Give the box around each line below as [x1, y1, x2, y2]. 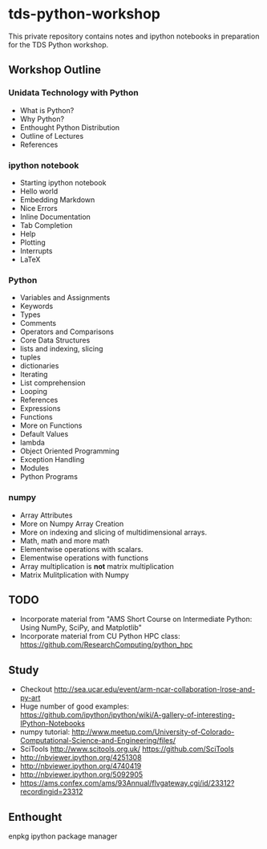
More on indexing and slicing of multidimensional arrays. [19, 527, 207, 537]
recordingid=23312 [19, 787, 83, 797]
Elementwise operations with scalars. [19, 544, 144, 554]
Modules [19, 463, 50, 473]
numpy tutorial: [19, 727, 71, 737]
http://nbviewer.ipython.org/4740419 [19, 762, 142, 771]
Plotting [19, 238, 46, 247]
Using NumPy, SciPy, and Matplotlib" [19, 623, 142, 632]
